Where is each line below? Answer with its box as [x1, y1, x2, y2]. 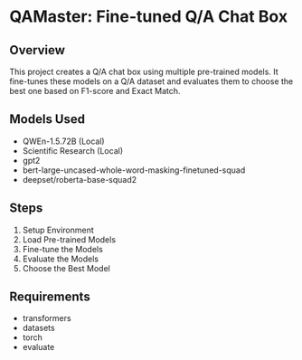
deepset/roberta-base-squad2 [22, 174, 137, 185]
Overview [9, 43, 66, 58]
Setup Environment [22, 224, 95, 235]
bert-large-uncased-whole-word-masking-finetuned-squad [22, 165, 246, 175]
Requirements [9, 289, 90, 305]
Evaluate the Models [22, 253, 99, 264]
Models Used [9, 111, 86, 128]
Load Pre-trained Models [22, 233, 116, 245]
